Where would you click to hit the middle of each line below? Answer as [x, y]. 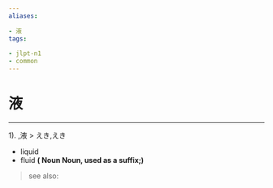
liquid [29, 152]
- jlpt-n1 [25, 53]
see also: [43, 176]
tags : [17, 38]
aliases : [23, 16]
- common [23, 62]
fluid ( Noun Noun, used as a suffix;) [82, 160]
